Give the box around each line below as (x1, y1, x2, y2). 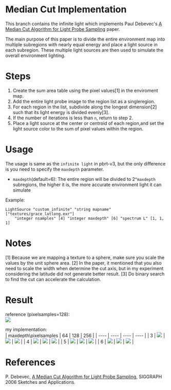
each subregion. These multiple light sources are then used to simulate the (5, 47, 163, 53)
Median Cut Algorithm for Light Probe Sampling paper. (5, 26, 120, 32)
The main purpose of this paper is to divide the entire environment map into (5, 36, 165, 42)
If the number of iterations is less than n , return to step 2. (12, 115, 134, 121)
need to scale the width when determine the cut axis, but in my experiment (5, 265, 164, 271)
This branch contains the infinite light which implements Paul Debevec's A (5, 21, 162, 27)
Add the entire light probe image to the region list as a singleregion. (12, 98, 156, 104)
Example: (5, 197, 25, 203)
